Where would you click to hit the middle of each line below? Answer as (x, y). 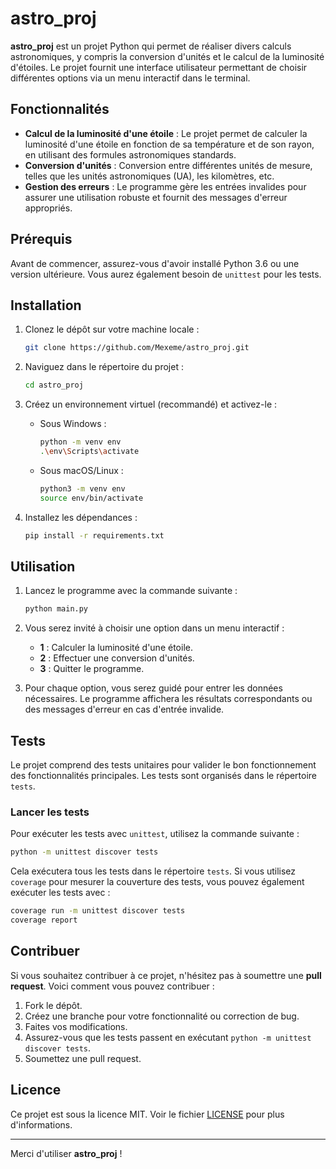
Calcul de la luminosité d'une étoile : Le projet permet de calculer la (166, 133)
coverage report (44, 920)
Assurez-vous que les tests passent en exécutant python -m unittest (168, 1037)
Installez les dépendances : (81, 517)
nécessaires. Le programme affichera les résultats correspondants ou (168, 699)
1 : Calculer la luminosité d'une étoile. (116, 648)
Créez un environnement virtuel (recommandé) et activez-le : (151, 404)
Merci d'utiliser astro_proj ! (66, 1153)
